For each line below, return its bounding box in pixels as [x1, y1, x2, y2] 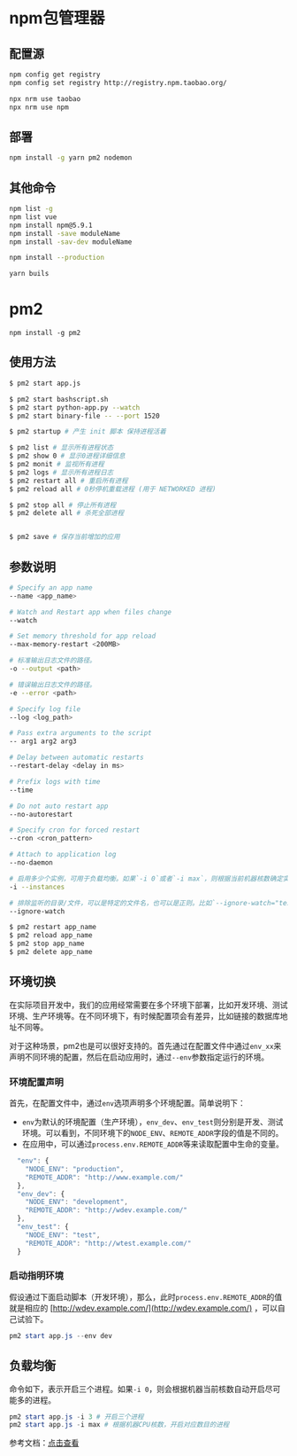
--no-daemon [9, 858, 53, 867]
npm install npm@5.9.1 [9, 221, 93, 230]
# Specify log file [9, 704, 81, 714]
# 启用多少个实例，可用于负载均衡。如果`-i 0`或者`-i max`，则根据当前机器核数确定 [9, 874, 284, 883]
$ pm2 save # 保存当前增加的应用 [9, 533, 121, 542]
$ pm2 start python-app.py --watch [9, 403, 141, 412]
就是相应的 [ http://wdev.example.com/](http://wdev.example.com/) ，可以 [9, 1303, 278, 1313]
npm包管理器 [9, 8, 105, 28]
